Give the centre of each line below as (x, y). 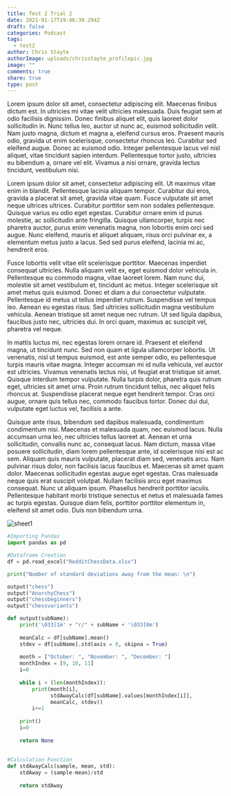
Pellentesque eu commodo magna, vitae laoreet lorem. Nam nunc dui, (106, 278)
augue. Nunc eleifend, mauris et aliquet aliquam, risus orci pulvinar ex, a (110, 235)
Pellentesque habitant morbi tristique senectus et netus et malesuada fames (115, 496)
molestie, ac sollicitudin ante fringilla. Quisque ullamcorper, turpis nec (106, 220)
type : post (23, 84)
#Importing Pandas (33, 537)
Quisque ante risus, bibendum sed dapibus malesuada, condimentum (106, 422)
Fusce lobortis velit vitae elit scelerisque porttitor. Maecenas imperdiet (107, 263)
